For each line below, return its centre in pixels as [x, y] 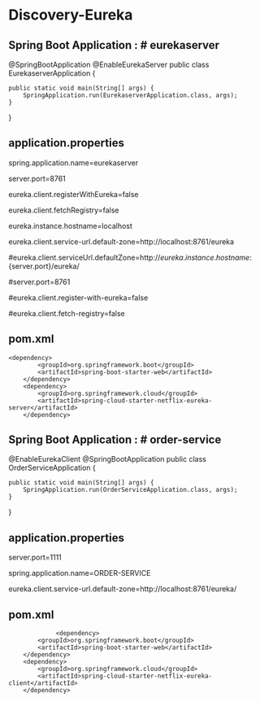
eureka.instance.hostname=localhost [70, 226]
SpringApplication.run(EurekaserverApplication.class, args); [130, 95]
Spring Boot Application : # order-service [115, 440]
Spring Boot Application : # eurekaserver [114, 45]
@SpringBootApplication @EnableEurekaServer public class [109, 64]
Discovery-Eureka [71, 15]
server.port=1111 [35, 557]
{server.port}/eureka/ [44, 265]
